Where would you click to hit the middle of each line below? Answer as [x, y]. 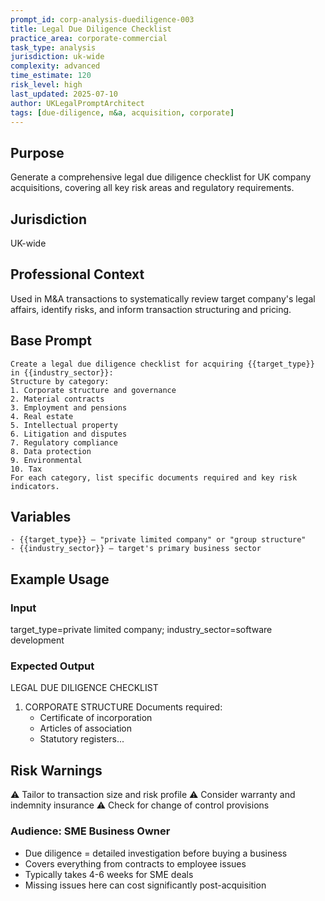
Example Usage [60, 579]
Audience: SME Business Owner [90, 831]
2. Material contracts [57, 399]
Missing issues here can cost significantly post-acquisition [145, 885]
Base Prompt [51, 341]
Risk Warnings [56, 770]
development [37, 640]
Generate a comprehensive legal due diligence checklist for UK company [161, 177]
